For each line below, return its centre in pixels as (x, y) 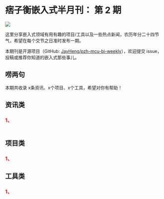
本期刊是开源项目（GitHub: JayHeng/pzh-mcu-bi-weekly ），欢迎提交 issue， (83, 51)
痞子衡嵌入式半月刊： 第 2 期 (63, 10)
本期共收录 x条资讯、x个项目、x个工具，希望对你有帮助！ (64, 87)
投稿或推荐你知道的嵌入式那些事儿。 (42, 57)
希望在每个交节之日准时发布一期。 (48, 40)
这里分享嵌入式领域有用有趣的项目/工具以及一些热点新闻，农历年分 (74, 34)
